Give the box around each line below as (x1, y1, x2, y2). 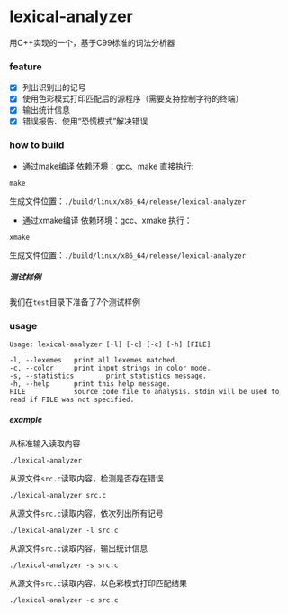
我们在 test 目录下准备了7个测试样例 (9, 296, 141, 307)
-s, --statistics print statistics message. (9, 371, 207, 380)
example (9, 414, 43, 425)
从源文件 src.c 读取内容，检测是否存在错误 (9, 473, 164, 484)
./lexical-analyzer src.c (9, 491, 106, 500)
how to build (9, 139, 65, 151)
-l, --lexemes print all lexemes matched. (9, 356, 179, 365)
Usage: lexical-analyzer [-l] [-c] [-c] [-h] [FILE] (9, 340, 211, 349)
